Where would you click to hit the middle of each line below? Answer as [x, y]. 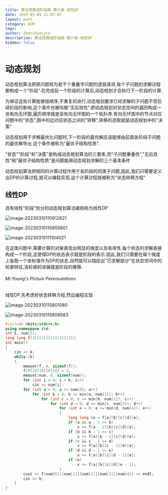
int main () [17, 343]
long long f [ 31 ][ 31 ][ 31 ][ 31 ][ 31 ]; [41, 338]
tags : [11, 29]
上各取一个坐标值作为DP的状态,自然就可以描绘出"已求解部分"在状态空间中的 [84, 261]
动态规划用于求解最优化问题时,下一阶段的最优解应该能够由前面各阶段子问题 [83, 137]
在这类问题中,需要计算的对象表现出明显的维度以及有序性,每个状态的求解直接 [84, 248]
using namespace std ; [28, 329]
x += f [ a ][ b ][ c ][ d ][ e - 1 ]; [107, 464]
